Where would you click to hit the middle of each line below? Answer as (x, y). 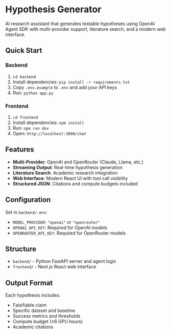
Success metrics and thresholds (46, 316)
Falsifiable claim (30, 305)
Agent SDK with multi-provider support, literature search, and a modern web (86, 29)
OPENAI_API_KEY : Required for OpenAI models (60, 227)
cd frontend (25, 117)
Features (20, 150)
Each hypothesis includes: (33, 295)
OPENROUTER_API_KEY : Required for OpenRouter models (69, 233)
